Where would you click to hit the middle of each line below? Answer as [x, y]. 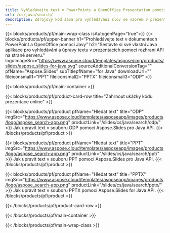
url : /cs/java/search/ [29, 15]
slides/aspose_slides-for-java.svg [40, 66]
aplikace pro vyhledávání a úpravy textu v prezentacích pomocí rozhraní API [84, 50]
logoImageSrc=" [22, 61]
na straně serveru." [25, 55]
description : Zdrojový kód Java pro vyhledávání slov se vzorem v [77, 19]
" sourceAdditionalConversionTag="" [114, 66]
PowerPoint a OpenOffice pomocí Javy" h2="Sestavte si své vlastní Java [81, 45]
